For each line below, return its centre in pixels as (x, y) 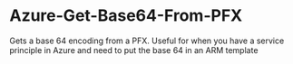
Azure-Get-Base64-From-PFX (126, 16)
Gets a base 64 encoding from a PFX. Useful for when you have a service (147, 41)
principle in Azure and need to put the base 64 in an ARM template (134, 50)
